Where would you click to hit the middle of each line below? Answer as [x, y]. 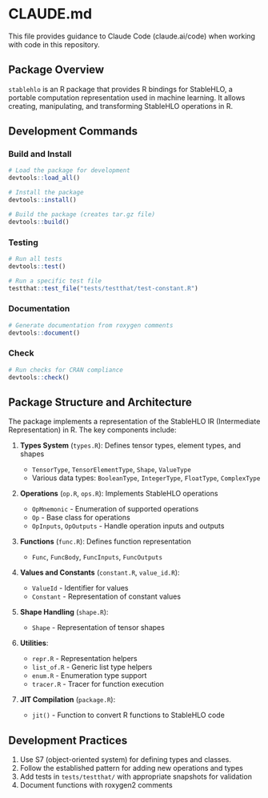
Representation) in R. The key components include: [93, 430]
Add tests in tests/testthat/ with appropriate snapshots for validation [136, 776]
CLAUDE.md [50, 14]
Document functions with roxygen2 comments [96, 785]
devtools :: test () [37, 266]
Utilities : [34, 643]
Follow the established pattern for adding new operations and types [132, 768]
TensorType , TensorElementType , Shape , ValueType [112, 470]
